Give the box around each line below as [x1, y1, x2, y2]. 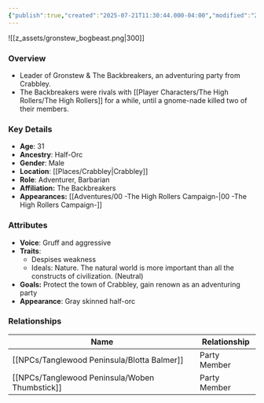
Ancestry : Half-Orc [19, 150, 83, 160]
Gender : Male [19, 158, 65, 168]
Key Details [8, 124, 53, 135]
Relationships [8, 316, 62, 327]
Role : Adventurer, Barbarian [19, 175, 110, 185]
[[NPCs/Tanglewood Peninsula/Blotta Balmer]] [12, 354, 184, 365]
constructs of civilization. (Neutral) [31, 271, 144, 280]
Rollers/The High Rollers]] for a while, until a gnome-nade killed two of [19, 95, 247, 105]
